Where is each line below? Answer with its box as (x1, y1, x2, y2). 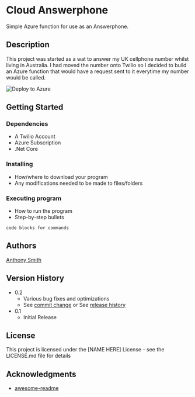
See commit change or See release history (23, 301, 126, 308)
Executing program (6, 194, 62, 202)
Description (6, 40, 50, 50)
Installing (6, 160, 33, 168)
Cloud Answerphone (6, 4, 109, 17)
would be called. (6, 74, 46, 81)
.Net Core (14, 146, 38, 153)
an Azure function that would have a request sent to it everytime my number (6, 68, 189, 75)
